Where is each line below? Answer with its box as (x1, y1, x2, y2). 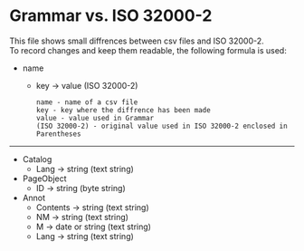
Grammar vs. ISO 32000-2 (9, 5, 213, 26)
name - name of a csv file (35, 97, 138, 107)
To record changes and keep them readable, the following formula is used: (9, 44, 287, 55)
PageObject (22, 173, 67, 184)
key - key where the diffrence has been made (35, 105, 211, 114)
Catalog (22, 153, 52, 164)
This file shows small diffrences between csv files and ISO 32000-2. (9, 35, 264, 46)
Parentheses (35, 129, 81, 139)
